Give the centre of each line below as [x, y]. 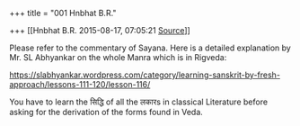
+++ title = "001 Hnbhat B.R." [63, 13]
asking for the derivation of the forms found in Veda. [106, 112]
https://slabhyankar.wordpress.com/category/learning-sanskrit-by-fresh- [145, 75]
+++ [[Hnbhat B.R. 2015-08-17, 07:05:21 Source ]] [100, 30]
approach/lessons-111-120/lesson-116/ [80, 84]
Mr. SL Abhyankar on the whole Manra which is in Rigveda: [118, 57]
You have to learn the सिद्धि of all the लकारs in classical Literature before [138, 102]
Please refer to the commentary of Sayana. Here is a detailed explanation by [150, 48]
